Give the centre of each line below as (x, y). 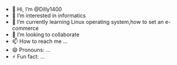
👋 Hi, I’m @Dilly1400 (37, 9)
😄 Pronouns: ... (31, 50)
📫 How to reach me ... (40, 41)
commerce (25, 28)
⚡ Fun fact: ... (28, 56)
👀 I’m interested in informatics (49, 16)
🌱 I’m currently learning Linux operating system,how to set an (88, 22)
